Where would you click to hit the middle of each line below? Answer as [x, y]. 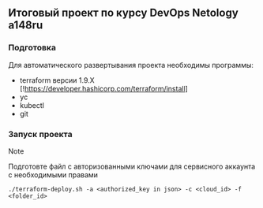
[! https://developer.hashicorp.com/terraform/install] [103, 88]
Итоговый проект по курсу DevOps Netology [123, 13]
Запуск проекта [40, 134]
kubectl [32, 105]
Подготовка [32, 48]
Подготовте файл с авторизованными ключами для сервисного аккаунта [132, 166]
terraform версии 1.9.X [57, 80]
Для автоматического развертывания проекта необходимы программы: [131, 65]
